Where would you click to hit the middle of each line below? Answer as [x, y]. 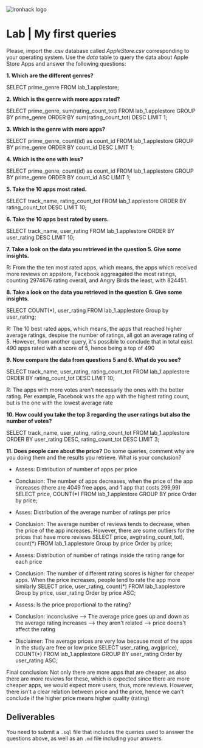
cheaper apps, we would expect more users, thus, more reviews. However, [100, 685]
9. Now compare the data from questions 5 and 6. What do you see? [94, 359]
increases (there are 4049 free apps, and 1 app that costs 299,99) [98, 487]
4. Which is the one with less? [45, 159]
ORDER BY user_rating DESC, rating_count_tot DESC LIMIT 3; [83, 439]
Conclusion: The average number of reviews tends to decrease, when [102, 524]
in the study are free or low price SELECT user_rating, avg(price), [97, 647]
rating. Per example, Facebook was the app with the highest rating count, [98, 396]
